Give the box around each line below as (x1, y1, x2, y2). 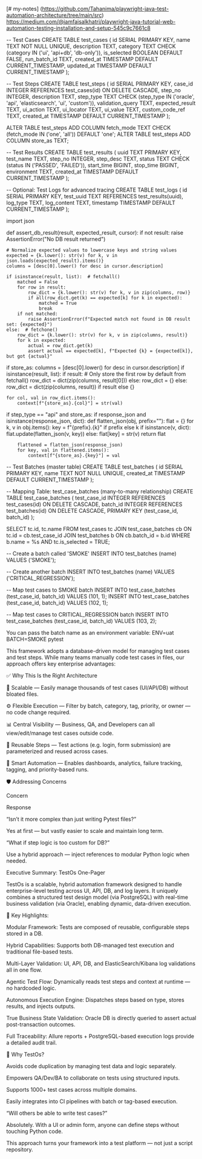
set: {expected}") (6, 321, 53, 327)
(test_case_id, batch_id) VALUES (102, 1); (6, 600, 108, 606)
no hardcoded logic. (6, 984, 56, 992)
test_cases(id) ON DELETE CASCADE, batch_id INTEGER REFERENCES (6, 501, 183, 508)
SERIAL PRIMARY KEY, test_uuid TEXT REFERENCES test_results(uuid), (6, 193, 183, 199)
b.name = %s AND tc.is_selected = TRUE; (6, 538, 110, 545)
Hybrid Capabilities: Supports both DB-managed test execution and (6, 942, 174, 949)
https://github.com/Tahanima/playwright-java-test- (42, 5, 169, 12)
